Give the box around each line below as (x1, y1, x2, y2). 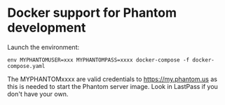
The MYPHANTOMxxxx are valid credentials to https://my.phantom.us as (7, 75, 217, 83)
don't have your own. (7, 90, 69, 98)
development (7, 20, 86, 36)
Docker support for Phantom (7, 5, 177, 21)
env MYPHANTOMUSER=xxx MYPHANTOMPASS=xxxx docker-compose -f (7, 56, 190, 64)
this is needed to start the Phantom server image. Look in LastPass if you (7, 82, 219, 90)
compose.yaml (7, 62, 46, 69)
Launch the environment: (7, 43, 80, 51)
